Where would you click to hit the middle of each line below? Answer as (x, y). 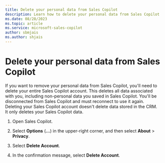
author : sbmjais (22, 33)
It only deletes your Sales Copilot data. (44, 112)
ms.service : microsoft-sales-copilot (44, 28)
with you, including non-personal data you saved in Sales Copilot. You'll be (81, 96)
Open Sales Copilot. (33, 121)
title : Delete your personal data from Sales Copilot (62, 10)
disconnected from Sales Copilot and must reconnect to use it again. (75, 101)
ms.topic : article (24, 23)
